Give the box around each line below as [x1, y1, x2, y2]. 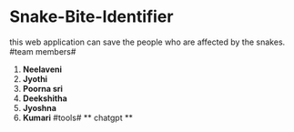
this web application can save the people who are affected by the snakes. [9, 36, 286, 47]
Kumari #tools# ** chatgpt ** [22, 112, 134, 123]
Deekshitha [22, 93, 68, 104]
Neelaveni [22, 64, 62, 75]
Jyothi [22, 73, 48, 84]
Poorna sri [22, 83, 64, 94]
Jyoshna [22, 102, 57, 113]
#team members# [9, 46, 76, 56]
